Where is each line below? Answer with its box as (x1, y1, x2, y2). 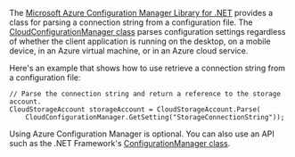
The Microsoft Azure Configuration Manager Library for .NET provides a (9, 8, 274, 18)
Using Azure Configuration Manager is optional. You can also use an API (9, 128, 275, 139)
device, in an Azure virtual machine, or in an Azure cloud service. (9, 45, 249, 56)
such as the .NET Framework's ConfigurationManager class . (9, 138, 231, 148)
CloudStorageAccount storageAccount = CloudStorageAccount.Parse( (9, 105, 261, 114)
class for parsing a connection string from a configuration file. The (9, 17, 253, 28)
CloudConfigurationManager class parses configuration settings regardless (9, 27, 286, 37)
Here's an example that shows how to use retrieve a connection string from (9, 62, 286, 73)
